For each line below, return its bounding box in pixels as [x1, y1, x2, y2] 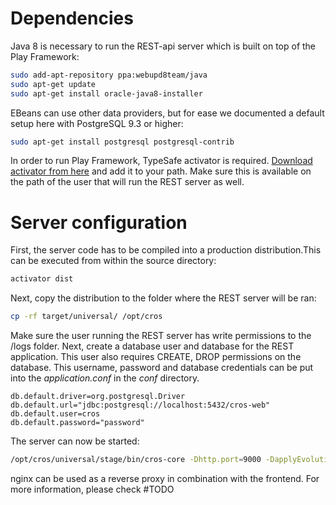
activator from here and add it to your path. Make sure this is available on [10, 165, 312, 177]
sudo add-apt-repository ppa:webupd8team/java [10, 70, 208, 80]
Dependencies [10, 7, 134, 30]
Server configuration [10, 211, 188, 234]
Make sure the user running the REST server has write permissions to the [10, 330, 312, 342]
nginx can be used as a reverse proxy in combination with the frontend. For [10, 473, 320, 484]
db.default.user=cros [10, 409, 101, 419]
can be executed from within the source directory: [10, 255, 217, 267]
